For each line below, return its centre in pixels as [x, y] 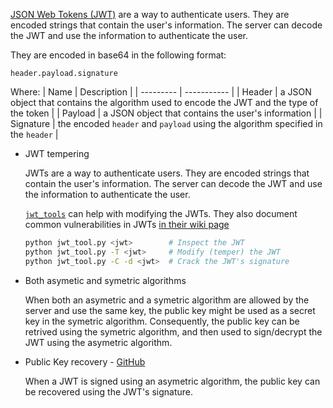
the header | [34, 134]
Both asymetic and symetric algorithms [105, 280]
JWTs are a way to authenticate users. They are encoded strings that [167, 173]
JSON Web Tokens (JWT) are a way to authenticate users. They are [150, 14]
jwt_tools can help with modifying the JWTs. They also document [161, 213]
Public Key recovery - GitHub [85, 361]
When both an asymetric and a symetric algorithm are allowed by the [167, 300]
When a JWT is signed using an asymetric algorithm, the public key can [172, 381]
